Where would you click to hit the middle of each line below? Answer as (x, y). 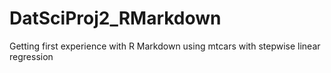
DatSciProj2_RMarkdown (115, 18)
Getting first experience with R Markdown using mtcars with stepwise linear (165, 46)
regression (31, 56)
